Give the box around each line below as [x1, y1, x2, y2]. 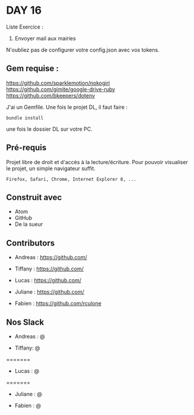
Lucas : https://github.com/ [14, 277, 82, 284]
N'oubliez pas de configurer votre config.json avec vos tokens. [6, 46, 160, 54]
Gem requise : [6, 64, 59, 74]
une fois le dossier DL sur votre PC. [6, 125, 93, 133]
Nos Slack [6, 317, 44, 327]
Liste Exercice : [6, 23, 43, 30]
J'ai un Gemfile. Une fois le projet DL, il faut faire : [6, 103, 128, 111]
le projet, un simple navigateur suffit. [6, 165, 96, 172]
